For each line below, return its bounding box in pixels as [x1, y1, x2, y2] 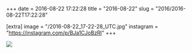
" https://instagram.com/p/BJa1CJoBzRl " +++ [6, 29, 117, 36]
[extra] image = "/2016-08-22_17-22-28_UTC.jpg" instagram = [6, 23, 159, 30]
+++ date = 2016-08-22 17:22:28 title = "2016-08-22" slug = [6, 5, 155, 12]
